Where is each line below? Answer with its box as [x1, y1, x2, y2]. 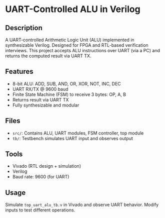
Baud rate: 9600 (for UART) [12, 174, 69, 180]
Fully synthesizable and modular [12, 102, 79, 108]
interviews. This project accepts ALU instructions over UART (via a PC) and [5, 48, 160, 53]
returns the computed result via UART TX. [5, 53, 91, 59]
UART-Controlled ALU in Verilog [5, 4, 141, 15]
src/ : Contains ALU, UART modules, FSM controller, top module [12, 130, 144, 136]
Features [5, 67, 33, 76]
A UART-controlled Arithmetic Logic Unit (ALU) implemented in [5, 37, 134, 43]
